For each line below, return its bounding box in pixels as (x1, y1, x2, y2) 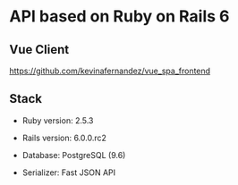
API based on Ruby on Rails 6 (9, 6, 230, 27)
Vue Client (9, 42, 70, 57)
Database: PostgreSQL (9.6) (21, 149, 126, 160)
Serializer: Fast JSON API (21, 167, 116, 178)
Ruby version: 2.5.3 (21, 114, 94, 126)
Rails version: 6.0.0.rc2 (21, 132, 107, 143)
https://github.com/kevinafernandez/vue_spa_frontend (9, 65, 211, 76)
